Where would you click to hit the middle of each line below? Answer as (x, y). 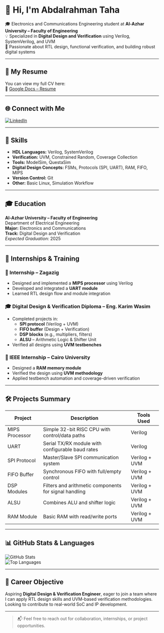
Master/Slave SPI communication (81, 457)
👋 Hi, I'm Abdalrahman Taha (62, 10)
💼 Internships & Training (42, 258)
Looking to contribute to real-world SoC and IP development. (66, 604)
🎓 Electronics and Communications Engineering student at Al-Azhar (75, 23)
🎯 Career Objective (34, 582)
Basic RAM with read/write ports (80, 517)
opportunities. (31, 625)
